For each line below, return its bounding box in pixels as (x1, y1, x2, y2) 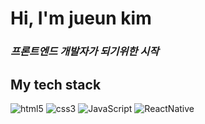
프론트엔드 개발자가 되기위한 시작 (10, 45, 160, 59)
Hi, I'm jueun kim (10, 7, 152, 30)
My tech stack (10, 76, 102, 93)
